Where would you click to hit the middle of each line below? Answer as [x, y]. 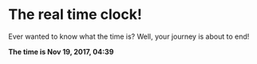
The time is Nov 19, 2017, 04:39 [61, 51]
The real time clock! [75, 15]
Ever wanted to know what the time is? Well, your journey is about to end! [129, 36]
